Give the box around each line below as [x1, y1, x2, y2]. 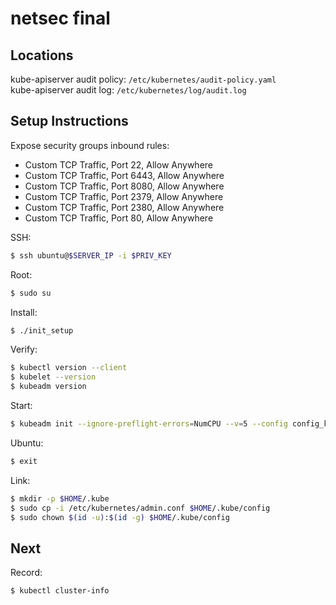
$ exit [10, 456, 38, 466]
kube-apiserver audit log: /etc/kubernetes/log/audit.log [10, 84, 247, 96]
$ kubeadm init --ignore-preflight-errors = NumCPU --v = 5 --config [10, 419, 288, 429]
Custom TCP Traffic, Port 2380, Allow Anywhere [24, 201, 225, 213]
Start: [10, 400, 33, 412]
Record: [10, 567, 43, 579]
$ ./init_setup [10, 325, 74, 336]
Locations [10, 47, 74, 64]
